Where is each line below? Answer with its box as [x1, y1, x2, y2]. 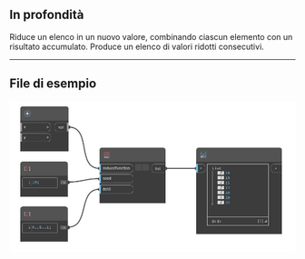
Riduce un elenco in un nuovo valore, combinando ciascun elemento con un [9, 31, 293, 42]
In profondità [9, 7, 84, 23]
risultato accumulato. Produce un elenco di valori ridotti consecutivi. [9, 41, 265, 52]
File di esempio [9, 76, 97, 92]
